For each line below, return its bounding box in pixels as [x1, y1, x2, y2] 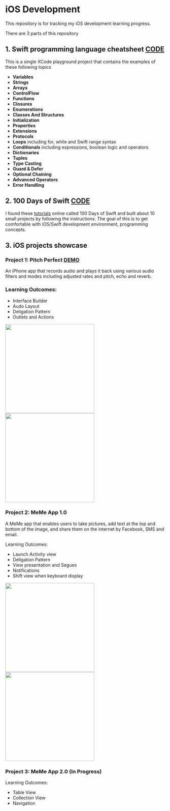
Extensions [12, 128, 37, 134]
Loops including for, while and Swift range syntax [12, 138, 117, 144]
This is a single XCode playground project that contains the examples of [5, 59, 156, 65]
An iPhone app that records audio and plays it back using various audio [5, 268, 154, 274]
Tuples [12, 155, 28, 161]
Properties [12, 122, 36, 128]
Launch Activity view [12, 551, 57, 557]
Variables [12, 74, 34, 80]
